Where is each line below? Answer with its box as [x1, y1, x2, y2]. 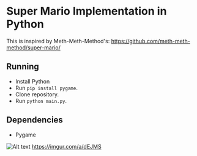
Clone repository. [15, 90, 59, 98]
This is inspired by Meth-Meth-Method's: [6, 37, 110, 44]
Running [6, 62, 40, 72]
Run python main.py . [15, 97, 67, 104]
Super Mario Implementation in [6, 4, 167, 18]
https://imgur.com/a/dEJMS [31, 143, 102, 150]
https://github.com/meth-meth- [111, 37, 191, 44]
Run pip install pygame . [15, 84, 78, 91]
